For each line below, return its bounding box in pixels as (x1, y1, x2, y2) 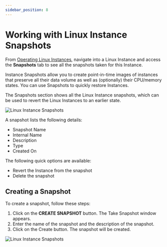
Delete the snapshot (12, 173, 54, 179)
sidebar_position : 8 (5, 7, 49, 13)
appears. (12, 216, 31, 222)
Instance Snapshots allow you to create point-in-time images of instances (5, 71, 158, 77)
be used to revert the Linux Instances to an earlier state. (5, 97, 121, 103)
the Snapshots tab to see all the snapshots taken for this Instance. (5, 61, 143, 68)
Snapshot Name (12, 126, 46, 132)
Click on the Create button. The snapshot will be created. (12, 226, 131, 232)
